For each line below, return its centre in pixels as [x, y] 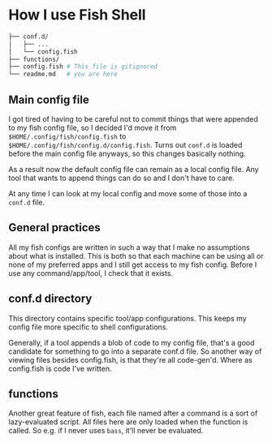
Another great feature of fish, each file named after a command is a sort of [133, 413]
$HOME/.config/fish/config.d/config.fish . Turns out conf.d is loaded [125, 145]
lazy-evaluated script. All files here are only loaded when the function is [128, 422]
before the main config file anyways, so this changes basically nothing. [127, 153]
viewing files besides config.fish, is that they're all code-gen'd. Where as [131, 359]
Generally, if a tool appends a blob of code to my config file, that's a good [132, 342]
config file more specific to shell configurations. [89, 327]
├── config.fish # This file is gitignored [83, 67]
